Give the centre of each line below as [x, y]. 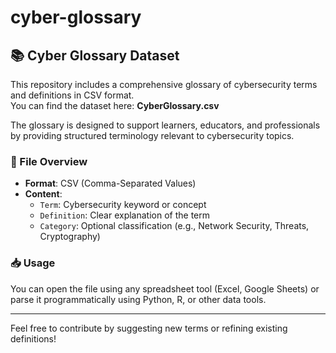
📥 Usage [33, 263]
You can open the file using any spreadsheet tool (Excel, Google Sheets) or [165, 288]
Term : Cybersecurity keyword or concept [123, 205]
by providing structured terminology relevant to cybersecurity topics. [152, 135]
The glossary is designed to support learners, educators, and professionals [165, 125]
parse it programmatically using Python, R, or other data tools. [138, 299]
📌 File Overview [49, 161]
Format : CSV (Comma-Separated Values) [110, 183]
